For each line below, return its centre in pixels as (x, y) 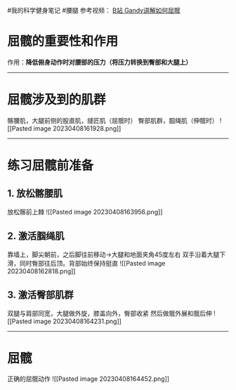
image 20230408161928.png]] (77, 128)
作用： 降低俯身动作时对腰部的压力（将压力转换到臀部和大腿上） (99, 62)
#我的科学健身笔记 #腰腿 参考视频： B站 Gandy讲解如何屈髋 (94, 10)
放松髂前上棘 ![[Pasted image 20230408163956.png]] (85, 212)
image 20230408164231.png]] (77, 321)
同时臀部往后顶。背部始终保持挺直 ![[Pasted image (92, 263)
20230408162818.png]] (41, 271)
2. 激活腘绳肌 (36, 236)
